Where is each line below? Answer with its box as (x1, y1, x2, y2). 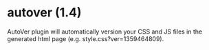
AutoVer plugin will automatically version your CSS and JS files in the (7, 27, 203, 36)
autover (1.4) (7, 5, 82, 21)
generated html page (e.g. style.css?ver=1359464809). (7, 34, 164, 42)
